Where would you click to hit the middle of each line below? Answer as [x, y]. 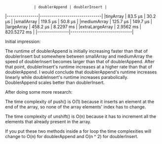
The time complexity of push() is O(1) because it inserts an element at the [80, 102]
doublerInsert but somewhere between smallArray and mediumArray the [79, 56]
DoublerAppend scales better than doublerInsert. [55, 82]
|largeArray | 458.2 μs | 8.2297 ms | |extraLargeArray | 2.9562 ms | [73, 27]
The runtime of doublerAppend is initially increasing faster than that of [77, 51]
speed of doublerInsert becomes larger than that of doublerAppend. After [80, 61]
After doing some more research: [39, 92]
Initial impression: [23, 41]
